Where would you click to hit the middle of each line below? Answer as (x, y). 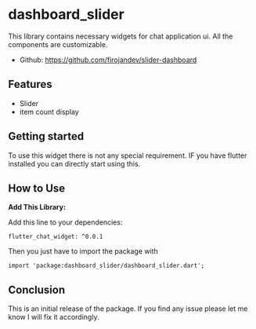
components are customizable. (58, 44)
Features (30, 84)
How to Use (37, 188)
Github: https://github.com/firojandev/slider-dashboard (108, 60)
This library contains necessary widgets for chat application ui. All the (121, 36)
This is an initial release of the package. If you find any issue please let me (128, 309)
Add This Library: (37, 207)
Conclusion (37, 289)
